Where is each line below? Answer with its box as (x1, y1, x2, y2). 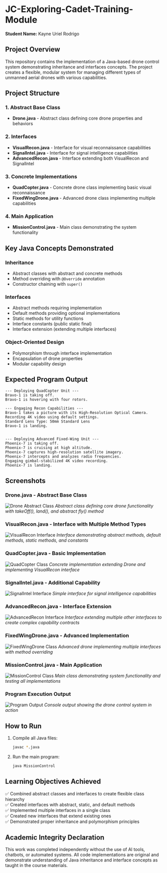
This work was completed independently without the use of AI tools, (5, 846, 146, 852)
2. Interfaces (5, 133, 37, 140)
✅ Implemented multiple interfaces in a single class (5, 807, 111, 813)
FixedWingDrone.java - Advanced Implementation (5, 632, 130, 639)
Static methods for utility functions (12, 315, 84, 321)
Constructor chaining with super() (12, 281, 83, 287)
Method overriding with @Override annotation (12, 276, 105, 282)
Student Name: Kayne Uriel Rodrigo (5, 31, 80, 37)
